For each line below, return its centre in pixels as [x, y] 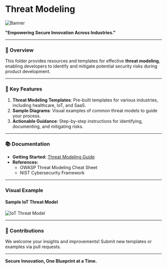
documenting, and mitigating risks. [48, 126]
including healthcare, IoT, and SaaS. [49, 105]
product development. [28, 72]
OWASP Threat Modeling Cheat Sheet [59, 167]
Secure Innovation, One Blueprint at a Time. [51, 261]
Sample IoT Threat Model [32, 202]
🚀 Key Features [24, 89]
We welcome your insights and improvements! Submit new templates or [79, 242]
